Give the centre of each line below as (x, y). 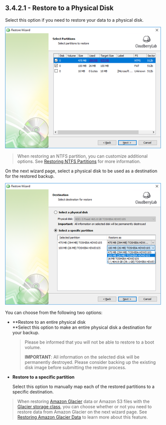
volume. (33, 347)
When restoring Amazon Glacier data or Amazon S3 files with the (83, 401)
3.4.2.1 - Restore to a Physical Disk (59, 8)
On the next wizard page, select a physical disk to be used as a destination (81, 171)
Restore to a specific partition (43, 377)
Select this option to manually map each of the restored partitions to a (83, 386)
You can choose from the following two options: (54, 312)
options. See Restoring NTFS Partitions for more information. (79, 161)
